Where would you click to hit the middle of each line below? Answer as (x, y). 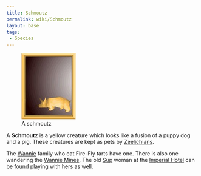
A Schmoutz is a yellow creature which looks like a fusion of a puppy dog (98, 135)
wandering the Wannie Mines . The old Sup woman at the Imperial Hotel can (101, 160)
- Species (21, 39)
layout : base (23, 25)
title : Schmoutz (27, 13)
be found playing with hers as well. (50, 166)
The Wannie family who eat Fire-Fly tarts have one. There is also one (93, 154)
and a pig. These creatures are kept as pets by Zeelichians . (80, 142)
